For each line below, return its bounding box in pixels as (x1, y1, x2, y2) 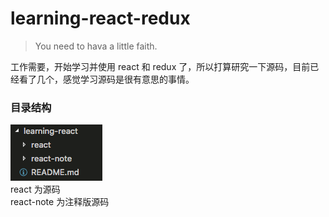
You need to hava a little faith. (34, 40, 158, 52)
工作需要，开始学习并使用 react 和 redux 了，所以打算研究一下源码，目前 (10, 60, 311, 72)
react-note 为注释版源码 (10, 196, 110, 208)
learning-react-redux (10, 7, 191, 30)
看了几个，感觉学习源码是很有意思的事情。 (18, 73, 195, 85)
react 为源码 (10, 183, 61, 196)
